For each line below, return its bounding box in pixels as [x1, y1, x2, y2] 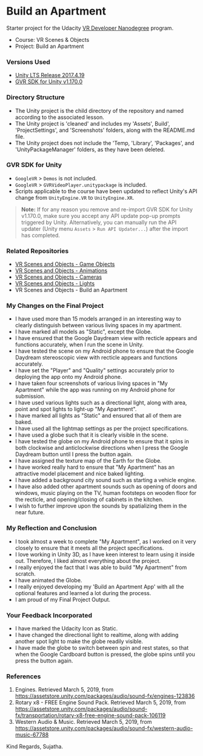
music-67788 [15, 731, 49, 738]
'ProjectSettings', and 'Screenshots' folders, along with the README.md [15, 126, 195, 134]
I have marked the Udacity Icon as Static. [15, 625, 118, 632]
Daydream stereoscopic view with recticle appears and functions [15, 354, 178, 361]
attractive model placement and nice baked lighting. [15, 470, 145, 477]
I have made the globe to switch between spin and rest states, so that [15, 644, 189, 652]
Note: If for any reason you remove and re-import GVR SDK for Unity [21, 205, 193, 213]
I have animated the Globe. [15, 576, 82, 584]
